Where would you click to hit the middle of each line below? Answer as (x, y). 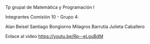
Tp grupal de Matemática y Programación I (50, 7)
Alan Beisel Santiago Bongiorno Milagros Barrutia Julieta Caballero (75, 26)
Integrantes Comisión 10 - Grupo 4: (42, 17)
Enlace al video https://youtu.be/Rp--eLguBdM (54, 36)
